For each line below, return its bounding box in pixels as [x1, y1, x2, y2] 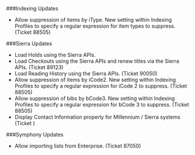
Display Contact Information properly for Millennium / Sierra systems [14, 113, 180, 120]
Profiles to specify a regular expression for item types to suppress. [14, 23, 176, 29]
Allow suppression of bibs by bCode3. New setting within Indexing [14, 95, 175, 102]
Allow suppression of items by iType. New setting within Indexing [14, 16, 172, 23]
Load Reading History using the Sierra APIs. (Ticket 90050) [14, 70, 158, 77]
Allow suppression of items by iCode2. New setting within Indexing [14, 76, 176, 83]
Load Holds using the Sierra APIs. [14, 51, 96, 58]
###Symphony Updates [6, 131, 64, 138]
